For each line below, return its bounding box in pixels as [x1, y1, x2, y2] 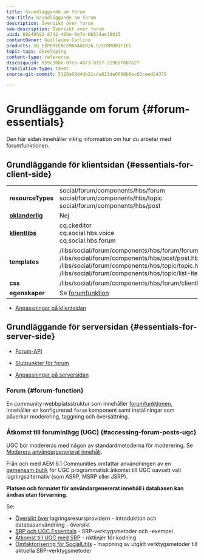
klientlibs [9, 229, 37, 237]
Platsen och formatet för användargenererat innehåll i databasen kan [6, 485, 184, 492]
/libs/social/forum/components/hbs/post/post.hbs [59, 254, 202, 262]
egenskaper [9, 289, 45, 297]
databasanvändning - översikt [15, 521, 90, 528]
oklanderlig [9, 211, 43, 219]
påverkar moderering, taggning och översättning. [6, 413, 129, 420]
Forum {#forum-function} [6, 386, 84, 395]
